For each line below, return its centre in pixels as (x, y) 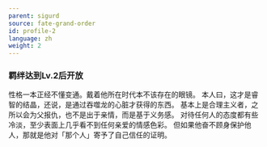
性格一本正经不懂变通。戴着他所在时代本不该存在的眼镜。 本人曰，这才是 (130, 94)
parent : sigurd (34, 16)
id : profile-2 (32, 31)
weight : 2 (25, 46)
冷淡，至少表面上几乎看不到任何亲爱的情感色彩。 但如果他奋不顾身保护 (126, 125)
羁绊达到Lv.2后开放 (46, 76)
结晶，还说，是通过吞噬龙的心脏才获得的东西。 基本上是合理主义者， (137, 105)
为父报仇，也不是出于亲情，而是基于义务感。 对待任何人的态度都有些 (144, 115)
